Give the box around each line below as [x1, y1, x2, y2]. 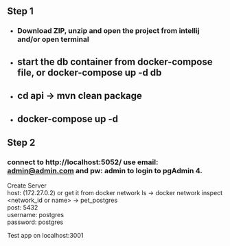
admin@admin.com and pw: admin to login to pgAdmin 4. [7, 166, 203, 175]
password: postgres [7, 218, 64, 226]
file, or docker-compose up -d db [16, 67, 162, 78]
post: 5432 [7, 203, 38, 212]
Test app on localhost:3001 [7, 232, 84, 240]
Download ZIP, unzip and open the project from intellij [16, 26, 200, 36]
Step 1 [7, 5, 34, 17]
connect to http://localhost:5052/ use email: [7, 157, 159, 167]
